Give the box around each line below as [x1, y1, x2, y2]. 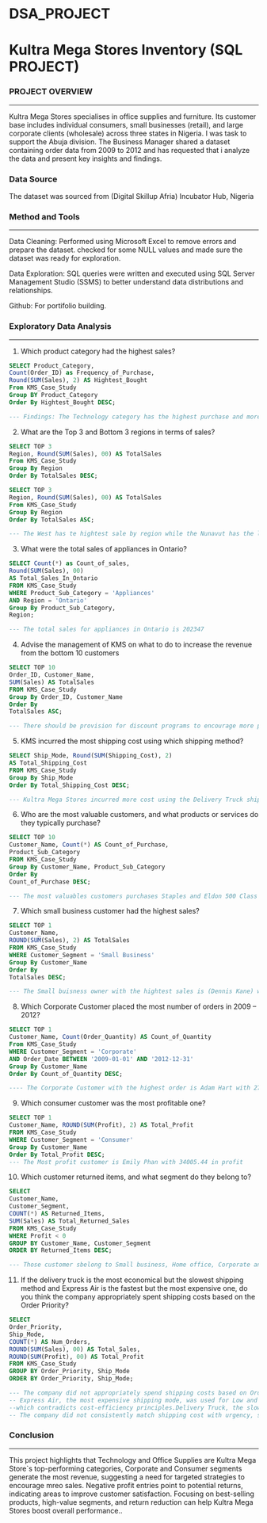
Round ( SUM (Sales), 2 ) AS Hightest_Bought [9, 376, 148, 384]
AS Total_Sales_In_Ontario [9, 574, 98, 582]
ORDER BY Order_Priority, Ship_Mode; [9, 1375, 134, 1383]
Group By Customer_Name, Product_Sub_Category [9, 863, 166, 871]
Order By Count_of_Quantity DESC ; [9, 1070, 124, 1078]
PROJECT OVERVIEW [9, 86, 93, 97]
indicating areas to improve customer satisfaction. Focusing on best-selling [9, 1489, 254, 1498]
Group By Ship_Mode [9, 773, 74, 781]
